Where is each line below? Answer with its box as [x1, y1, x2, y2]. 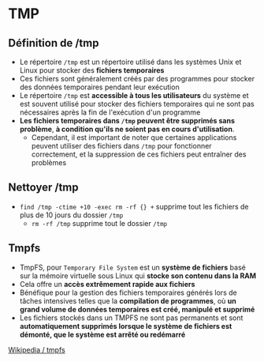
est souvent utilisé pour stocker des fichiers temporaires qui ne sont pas [19, 100, 255, 108]
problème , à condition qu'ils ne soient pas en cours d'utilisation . [19, 124, 235, 134]
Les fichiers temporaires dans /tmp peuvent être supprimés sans [19, 116, 235, 125]
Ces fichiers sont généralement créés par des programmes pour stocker [19, 74, 255, 83]
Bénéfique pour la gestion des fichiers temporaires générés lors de [19, 288, 238, 297]
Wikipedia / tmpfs [8, 345, 65, 354]
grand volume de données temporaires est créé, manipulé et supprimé [19, 304, 255, 314]
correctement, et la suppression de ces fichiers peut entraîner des [31, 149, 247, 159]
